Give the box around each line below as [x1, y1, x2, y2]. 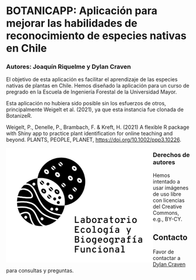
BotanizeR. [6, 112, 32, 119]
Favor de [153, 248, 174, 255]
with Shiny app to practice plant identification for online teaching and [6, 130, 173, 137]
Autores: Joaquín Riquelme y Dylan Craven [6, 63, 131, 71]
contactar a [153, 254, 181, 261]
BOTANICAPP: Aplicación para [6, 4, 158, 18]
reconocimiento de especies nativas [6, 29, 187, 42]
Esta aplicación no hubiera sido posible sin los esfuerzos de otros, [6, 100, 166, 107]
